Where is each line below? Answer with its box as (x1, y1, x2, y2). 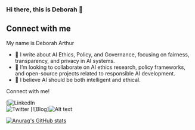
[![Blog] (30, 105, 49, 112)
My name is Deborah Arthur (6, 39, 75, 46)
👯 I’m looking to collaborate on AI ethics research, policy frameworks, (14, 64, 186, 71)
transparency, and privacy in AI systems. (14, 57, 115, 64)
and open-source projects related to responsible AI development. (14, 69, 176, 77)
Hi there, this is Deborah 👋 (6, 5, 83, 14)
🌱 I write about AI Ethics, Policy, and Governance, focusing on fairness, (14, 50, 190, 58)
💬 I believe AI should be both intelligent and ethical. (14, 76, 141, 83)
